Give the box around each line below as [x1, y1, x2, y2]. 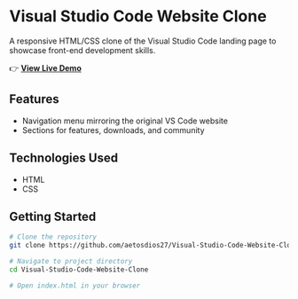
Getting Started [9, 209, 97, 224]
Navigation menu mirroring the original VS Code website [21, 115, 229, 126]
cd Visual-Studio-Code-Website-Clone [9, 265, 149, 274]
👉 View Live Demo [9, 62, 82, 73]
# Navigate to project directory [9, 257, 133, 266]
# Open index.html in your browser [9, 281, 141, 290]
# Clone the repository [9, 232, 98, 241]
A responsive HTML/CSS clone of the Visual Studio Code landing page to [9, 35, 277, 46]
